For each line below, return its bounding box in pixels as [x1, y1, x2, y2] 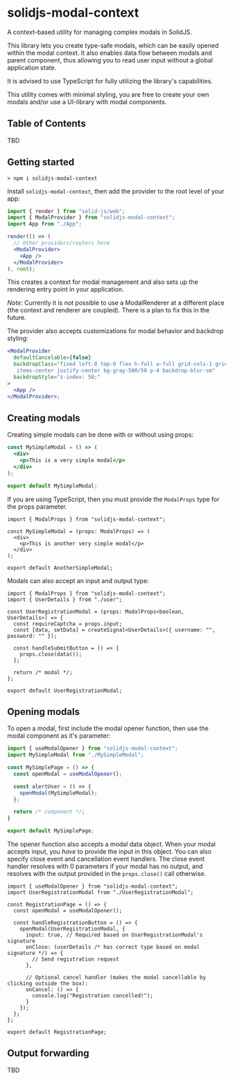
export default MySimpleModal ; [7, 482, 98, 489]
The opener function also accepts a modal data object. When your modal [7, 840, 216, 848]
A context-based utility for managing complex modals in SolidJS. [7, 28, 193, 36]
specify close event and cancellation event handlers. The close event [7, 855, 205, 863]
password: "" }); [7, 632, 58, 639]
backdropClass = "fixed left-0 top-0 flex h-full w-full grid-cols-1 [13, 361, 213, 368]
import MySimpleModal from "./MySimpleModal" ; [7, 752, 144, 759]
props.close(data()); [19, 650, 82, 657]
